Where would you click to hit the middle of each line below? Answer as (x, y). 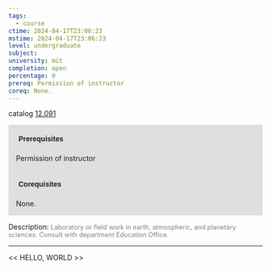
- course (30, 23)
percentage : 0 (32, 76)
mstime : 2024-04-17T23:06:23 (57, 38)
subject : (23, 53)
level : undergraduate (45, 46)
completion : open (38, 69)
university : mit (35, 61)
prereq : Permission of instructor (67, 83)
